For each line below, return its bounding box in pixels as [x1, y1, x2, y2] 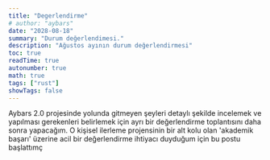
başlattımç [8, 142, 44, 153]
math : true [8, 72, 45, 80]
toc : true [8, 49, 42, 57]
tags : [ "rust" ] [8, 79, 60, 87]
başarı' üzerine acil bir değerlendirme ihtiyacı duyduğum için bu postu [8, 134, 241, 144]
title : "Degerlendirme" [8, 11, 89, 20]
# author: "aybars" [8, 19, 74, 27]
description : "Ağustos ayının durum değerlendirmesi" [8, 42, 193, 50]
